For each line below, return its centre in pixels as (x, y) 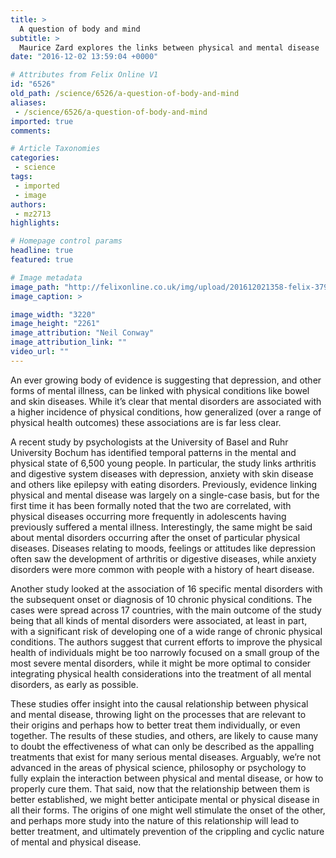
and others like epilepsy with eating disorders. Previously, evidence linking (164, 484)
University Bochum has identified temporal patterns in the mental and (153, 452)
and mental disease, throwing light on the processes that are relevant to (158, 714)
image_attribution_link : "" (69, 342)
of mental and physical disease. (76, 842)
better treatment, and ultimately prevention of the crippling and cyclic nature (167, 831)
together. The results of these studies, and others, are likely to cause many (164, 735)
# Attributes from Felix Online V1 (84, 75)
